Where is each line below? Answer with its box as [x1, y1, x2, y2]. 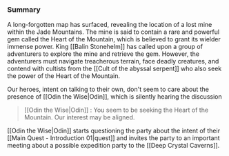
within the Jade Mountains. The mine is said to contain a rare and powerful [7, 28, 219, 36]
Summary [7, 5, 41, 14]
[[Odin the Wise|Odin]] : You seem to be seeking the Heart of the [23, 106, 209, 115]
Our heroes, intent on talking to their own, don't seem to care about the [7, 85, 209, 94]
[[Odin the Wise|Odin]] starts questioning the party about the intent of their [7, 126, 221, 135]
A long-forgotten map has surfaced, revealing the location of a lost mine [7, 21, 212, 29]
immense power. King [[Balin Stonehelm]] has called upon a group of [7, 43, 203, 51]
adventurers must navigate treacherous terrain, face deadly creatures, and [7, 57, 219, 66]
